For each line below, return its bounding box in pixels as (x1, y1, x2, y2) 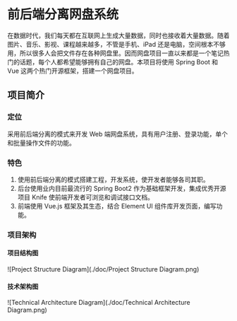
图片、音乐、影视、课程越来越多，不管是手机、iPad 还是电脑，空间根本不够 (7, 40, 226, 48)
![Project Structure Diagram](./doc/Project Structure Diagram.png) (7, 265, 200, 274)
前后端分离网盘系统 (7, 6, 119, 23)
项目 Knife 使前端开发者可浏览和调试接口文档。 (17, 192, 154, 202)
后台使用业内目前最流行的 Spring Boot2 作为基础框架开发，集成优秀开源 (17, 184, 226, 192)
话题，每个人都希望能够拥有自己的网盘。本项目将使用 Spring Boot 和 (19, 57, 219, 66)
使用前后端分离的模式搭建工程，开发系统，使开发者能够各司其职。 (17, 175, 209, 184)
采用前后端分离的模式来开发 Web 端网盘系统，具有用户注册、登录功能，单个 (7, 129, 228, 138)
